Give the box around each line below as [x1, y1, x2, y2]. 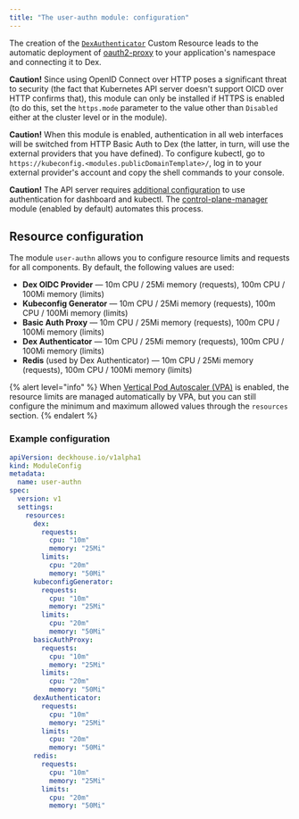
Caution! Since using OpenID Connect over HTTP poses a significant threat [9, 73, 287, 85]
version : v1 [17, 494, 62, 504]
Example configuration [9, 433, 111, 445]
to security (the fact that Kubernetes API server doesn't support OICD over [9, 83, 284, 94]
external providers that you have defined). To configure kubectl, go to [9, 148, 266, 159]
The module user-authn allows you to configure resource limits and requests [9, 252, 290, 263]
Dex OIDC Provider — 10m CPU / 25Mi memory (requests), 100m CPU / [21, 279, 286, 290]
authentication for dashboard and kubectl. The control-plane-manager [9, 194, 269, 204]
